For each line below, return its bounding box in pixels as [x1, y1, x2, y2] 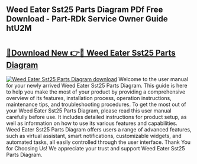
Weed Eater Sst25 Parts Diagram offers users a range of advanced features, [6, 126, 192, 133]
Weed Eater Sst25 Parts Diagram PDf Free [6, 5, 163, 15]
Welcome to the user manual [118, 76, 188, 82]
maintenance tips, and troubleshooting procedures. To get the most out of [6, 101, 186, 108]
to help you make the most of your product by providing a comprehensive [6, 88, 186, 95]
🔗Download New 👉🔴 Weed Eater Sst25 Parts [6, 47, 176, 58]
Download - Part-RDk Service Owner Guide [6, 14, 169, 24]
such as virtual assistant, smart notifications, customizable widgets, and [6, 133, 182, 139]
